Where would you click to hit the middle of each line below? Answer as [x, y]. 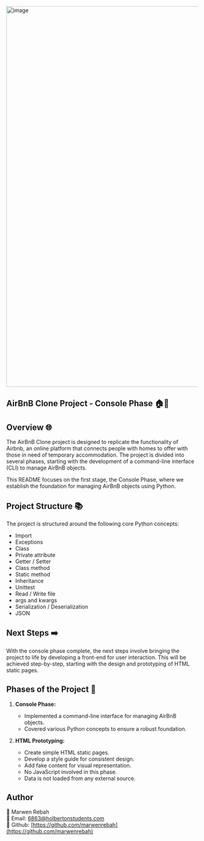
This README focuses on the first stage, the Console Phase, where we [95, 480]
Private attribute [35, 555]
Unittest [25, 588]
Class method [32, 568]
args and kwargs [36, 600]
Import [23, 536]
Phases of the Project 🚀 [51, 690]
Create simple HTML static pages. [67, 752]
